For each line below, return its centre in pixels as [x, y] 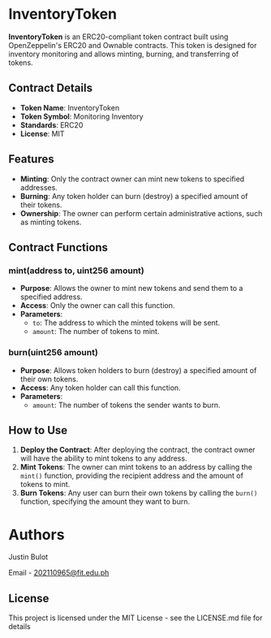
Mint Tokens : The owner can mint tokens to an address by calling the [136, 467]
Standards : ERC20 [52, 125]
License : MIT [42, 133]
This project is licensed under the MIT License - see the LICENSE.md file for [135, 618]
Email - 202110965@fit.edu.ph [59, 573]
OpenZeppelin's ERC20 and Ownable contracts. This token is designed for [133, 45]
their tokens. [41, 205]
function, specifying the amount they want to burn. [105, 501]
